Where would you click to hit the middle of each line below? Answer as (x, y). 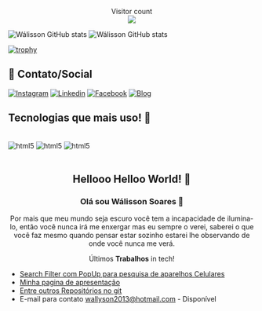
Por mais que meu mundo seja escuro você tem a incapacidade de (118, 218)
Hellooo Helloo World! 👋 (132, 179)
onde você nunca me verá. (132, 243)
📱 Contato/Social (50, 74)
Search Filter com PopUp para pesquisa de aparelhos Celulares (122, 273)
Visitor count (132, 11)
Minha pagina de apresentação (69, 282)
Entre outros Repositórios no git (71, 291)
